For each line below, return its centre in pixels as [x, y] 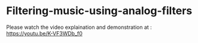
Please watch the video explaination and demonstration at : [79, 27]
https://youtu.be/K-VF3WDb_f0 [44, 33]
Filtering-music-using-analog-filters [99, 11]
